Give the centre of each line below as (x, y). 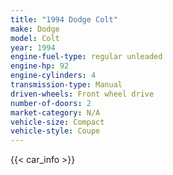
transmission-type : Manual (66, 85)
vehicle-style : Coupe (55, 131)
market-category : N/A (55, 112)
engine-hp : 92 (40, 66)
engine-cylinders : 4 (53, 76)
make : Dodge (35, 29)
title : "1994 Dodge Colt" (64, 19)
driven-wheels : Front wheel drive (82, 94)
